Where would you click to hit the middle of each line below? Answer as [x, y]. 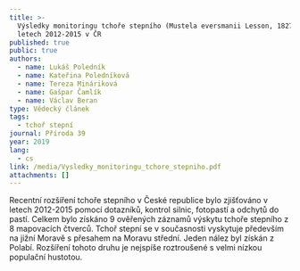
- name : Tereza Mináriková [67, 84]
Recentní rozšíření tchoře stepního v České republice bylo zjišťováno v [139, 201]
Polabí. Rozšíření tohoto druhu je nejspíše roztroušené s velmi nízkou [136, 248]
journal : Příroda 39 [48, 134]
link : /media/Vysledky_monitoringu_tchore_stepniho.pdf [115, 167]
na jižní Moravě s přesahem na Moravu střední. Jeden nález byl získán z [142, 238]
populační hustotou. [46, 257]
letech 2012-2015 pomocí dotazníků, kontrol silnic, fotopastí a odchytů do [144, 209]
